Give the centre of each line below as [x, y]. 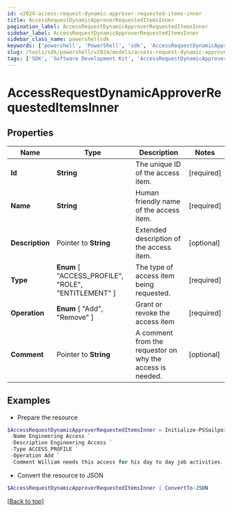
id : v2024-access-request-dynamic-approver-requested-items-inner [105, 13]
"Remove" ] [75, 317]
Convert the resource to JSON [60, 475]
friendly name [158, 201]
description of [158, 238]
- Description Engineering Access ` [61, 443]
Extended [151, 230]
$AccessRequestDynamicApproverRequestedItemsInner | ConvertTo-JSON [108, 488]
